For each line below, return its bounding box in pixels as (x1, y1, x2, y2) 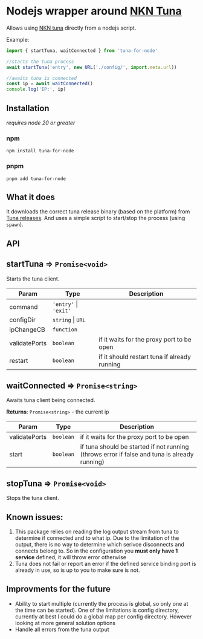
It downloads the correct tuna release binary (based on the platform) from (6, 208, 190, 215)
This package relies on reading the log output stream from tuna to (14, 528, 179, 536)
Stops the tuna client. (6, 495, 59, 502)
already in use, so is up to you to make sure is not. (14, 566, 140, 574)
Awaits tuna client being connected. (6, 397, 95, 404)
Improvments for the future (6, 584, 111, 594)
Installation (6, 103, 50, 113)
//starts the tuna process (6, 59, 74, 65)
